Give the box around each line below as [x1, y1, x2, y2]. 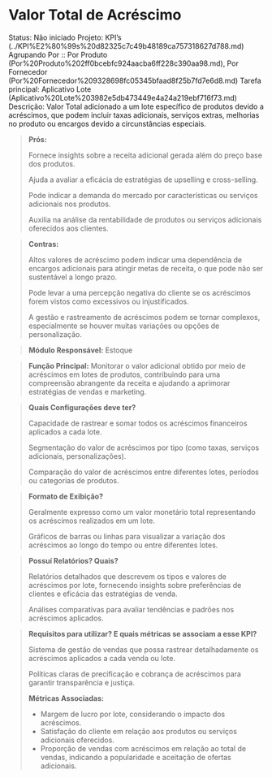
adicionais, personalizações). [28, 451, 127, 460]
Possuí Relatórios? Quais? [28, 555, 119, 565]
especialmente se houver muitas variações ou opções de [28, 321, 220, 331]
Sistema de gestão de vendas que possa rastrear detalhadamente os [28, 644, 259, 655]
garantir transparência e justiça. [28, 677, 136, 687]
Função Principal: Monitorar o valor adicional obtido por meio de [28, 361, 246, 370]
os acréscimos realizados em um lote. [28, 516, 156, 525]
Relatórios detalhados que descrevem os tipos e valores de [28, 571, 227, 581]
